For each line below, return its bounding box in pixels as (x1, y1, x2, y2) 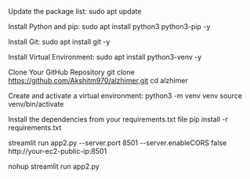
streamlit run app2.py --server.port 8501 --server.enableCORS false (8, 138, 227, 148)
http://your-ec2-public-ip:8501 (8, 147, 107, 155)
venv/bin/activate (8, 100, 64, 108)
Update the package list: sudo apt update (8, 7, 142, 16)
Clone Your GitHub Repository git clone (8, 68, 135, 77)
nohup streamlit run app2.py (8, 162, 100, 171)
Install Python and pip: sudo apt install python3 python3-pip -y (8, 22, 211, 31)
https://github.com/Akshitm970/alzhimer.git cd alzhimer (8, 76, 188, 85)
